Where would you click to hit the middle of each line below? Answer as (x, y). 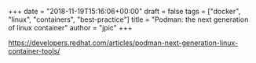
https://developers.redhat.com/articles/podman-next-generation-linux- (123, 43)
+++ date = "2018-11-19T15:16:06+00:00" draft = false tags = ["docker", (124, 11)
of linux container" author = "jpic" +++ (70, 28)
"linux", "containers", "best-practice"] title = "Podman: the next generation (128, 19)
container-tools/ (34, 51)
